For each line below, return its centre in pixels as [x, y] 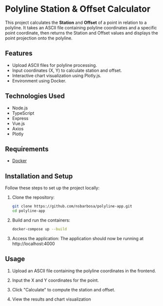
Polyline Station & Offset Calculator [78, 9]
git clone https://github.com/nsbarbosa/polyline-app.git [72, 206]
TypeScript [23, 113]
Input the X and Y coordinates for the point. [55, 280]
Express [20, 118]
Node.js [20, 108]
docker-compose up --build [39, 229]
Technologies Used [35, 96]
